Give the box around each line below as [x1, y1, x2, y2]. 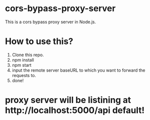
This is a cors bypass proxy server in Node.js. [5, 19, 96, 25]
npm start [12, 62, 31, 68]
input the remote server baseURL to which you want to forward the [12, 67, 146, 73]
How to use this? [5, 36, 74, 47]
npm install [12, 57, 34, 63]
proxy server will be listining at [5, 95, 132, 105]
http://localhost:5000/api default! [5, 105, 145, 116]
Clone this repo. [12, 52, 44, 58]
